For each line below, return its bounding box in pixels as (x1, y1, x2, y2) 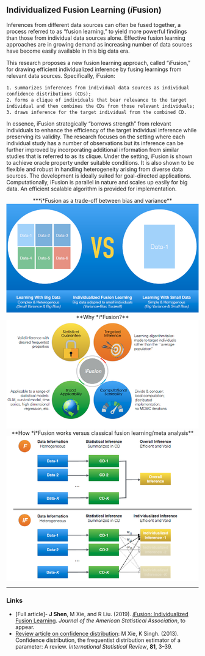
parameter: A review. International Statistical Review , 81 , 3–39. (15, 643, 173, 650)
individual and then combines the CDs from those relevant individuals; (6, 103, 195, 109)
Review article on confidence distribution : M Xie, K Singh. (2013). (15, 630, 179, 637)
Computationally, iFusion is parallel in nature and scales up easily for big (6, 178, 188, 186)
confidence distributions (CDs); (6, 91, 92, 97)
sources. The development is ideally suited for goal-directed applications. (6, 172, 192, 179)
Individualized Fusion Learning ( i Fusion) (6, 5, 162, 15)
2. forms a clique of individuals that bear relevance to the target (6, 97, 187, 103)
